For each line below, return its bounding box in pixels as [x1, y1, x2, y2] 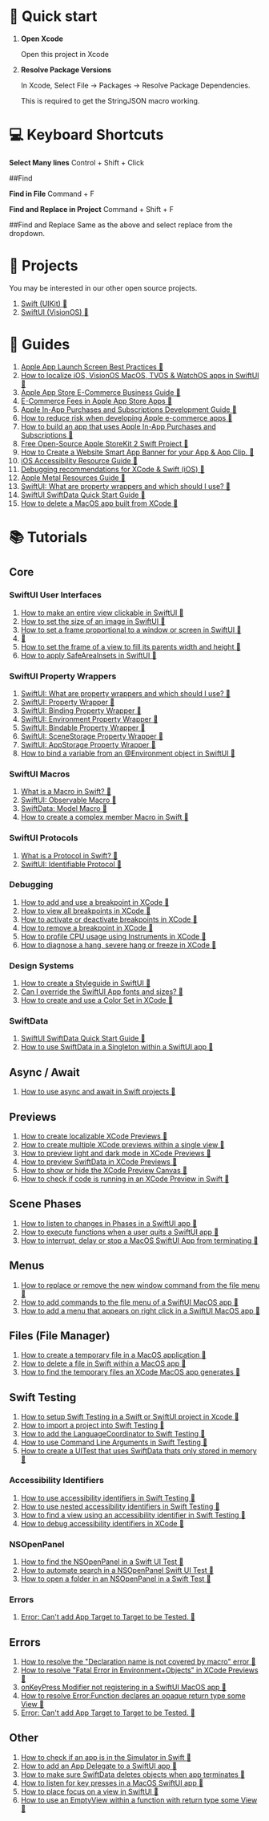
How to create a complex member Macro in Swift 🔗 [20, 813, 189, 822]
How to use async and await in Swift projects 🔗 [20, 1087, 176, 1097]
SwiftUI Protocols [9, 833, 78, 844]
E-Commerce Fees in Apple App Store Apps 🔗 [20, 396, 173, 405]
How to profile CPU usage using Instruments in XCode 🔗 [20, 931, 207, 941]
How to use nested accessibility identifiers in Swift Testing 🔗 [20, 1501, 220, 1511]
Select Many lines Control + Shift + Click [9, 157, 145, 167]
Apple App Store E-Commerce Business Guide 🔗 [20, 387, 181, 397]
